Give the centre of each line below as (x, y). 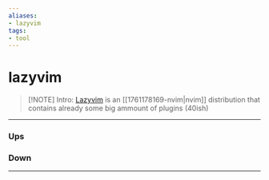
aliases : (23, 16)
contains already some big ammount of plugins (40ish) (118, 108)
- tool (19, 38)
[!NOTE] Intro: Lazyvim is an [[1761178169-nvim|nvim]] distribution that (144, 100)
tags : (17, 30)
